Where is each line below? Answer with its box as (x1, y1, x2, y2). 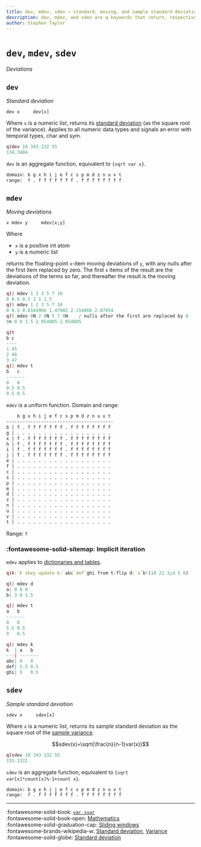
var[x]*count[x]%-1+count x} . (6, 774, 81, 782)
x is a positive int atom (14, 242, 70, 249)
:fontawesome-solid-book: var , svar (6, 809, 95, 816)
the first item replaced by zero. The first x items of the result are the (6, 266, 173, 273)
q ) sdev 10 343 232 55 (6, 752, 60, 758)
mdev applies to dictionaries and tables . (6, 558, 102, 565)
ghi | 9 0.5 (6, 670, 39, 676)
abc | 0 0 (6, 658, 33, 664)
